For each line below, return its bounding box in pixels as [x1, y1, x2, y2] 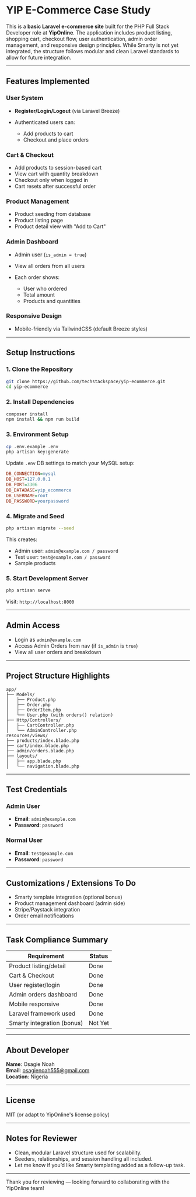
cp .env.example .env [6, 443, 59, 449]
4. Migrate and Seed [6, 512, 65, 520]
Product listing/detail [9, 962, 66, 970]
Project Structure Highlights [6, 671, 110, 681]
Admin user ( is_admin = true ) [14, 251, 87, 258]
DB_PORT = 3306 [6, 482, 38, 488]
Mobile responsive [9, 1000, 60, 1008]
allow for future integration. [6, 54, 72, 61]
